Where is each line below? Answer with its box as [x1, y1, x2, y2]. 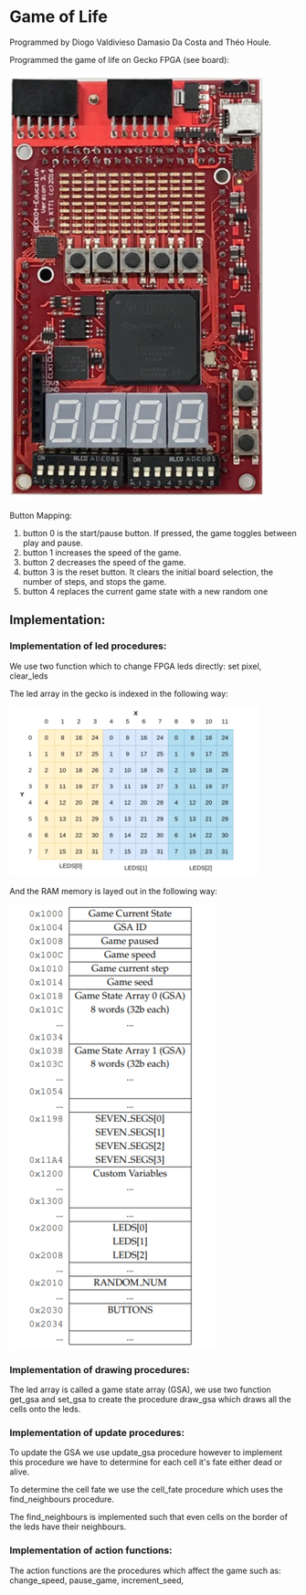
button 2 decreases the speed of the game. [22, 556, 186, 567]
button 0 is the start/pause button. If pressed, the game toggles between [22, 527, 297, 538]
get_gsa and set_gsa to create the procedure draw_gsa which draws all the [9, 1393, 291, 1404]
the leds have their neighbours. [9, 1521, 127, 1532]
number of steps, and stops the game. [22, 576, 167, 586]
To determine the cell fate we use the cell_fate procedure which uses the [9, 1484, 283, 1495]
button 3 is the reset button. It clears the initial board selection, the [22, 566, 274, 577]
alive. [9, 1466, 30, 1477]
